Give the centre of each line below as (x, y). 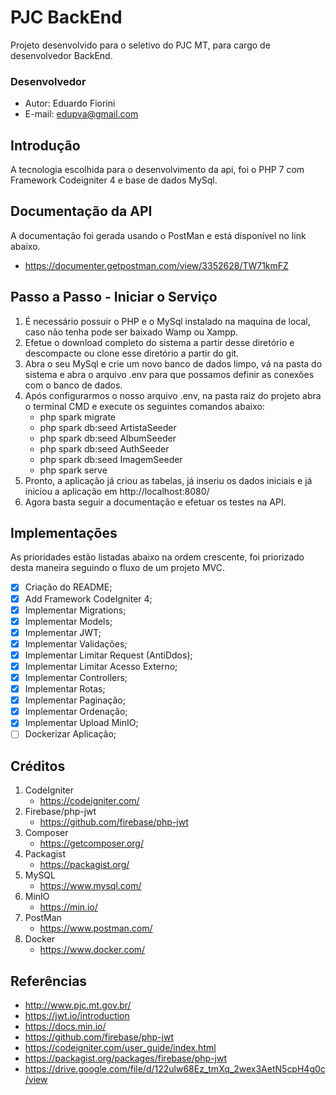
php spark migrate (78, 417)
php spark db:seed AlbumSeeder (108, 438)
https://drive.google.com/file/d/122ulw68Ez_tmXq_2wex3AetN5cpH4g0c (175, 1068)
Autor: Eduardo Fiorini (70, 103)
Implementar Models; (68, 621)
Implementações (64, 533)
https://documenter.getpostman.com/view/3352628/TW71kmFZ (156, 265)
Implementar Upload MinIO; (81, 723)
